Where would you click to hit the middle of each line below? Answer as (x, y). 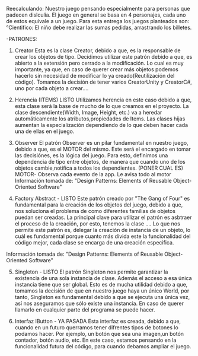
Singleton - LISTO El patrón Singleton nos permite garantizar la (91, 272)
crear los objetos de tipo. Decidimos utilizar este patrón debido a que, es (103, 57)
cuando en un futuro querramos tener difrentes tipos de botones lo (97, 328)
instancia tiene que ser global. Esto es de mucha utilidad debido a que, (101, 285)
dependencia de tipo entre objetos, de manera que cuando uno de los (100, 162)
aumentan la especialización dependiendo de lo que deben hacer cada (101, 125)
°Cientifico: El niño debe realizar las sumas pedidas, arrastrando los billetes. (99, 27)
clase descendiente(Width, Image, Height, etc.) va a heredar (88, 112)
